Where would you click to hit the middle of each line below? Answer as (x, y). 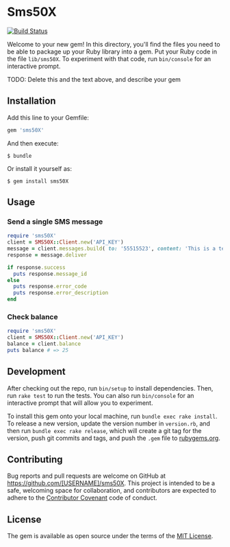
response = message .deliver (47, 255)
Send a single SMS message (55, 222)
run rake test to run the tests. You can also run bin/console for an (101, 395)
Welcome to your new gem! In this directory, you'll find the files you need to (114, 44)
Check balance (33, 316)
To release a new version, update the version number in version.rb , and (109, 423)
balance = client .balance (44, 344)
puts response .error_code (50, 287)
